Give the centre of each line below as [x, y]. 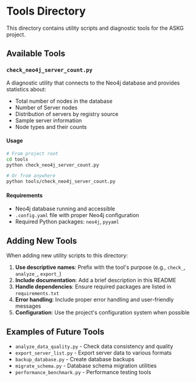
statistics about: [26, 89]
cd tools [17, 159]
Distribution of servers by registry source [67, 114]
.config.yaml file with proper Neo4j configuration [77, 215]
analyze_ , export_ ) [38, 274]
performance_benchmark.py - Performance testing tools [83, 372]
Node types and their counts [51, 127]
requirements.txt [37, 294]
